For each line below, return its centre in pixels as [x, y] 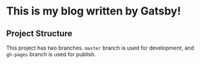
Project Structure [39, 34]
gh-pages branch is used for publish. [51, 54]
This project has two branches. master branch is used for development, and [100, 48]
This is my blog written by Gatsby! [94, 11]
